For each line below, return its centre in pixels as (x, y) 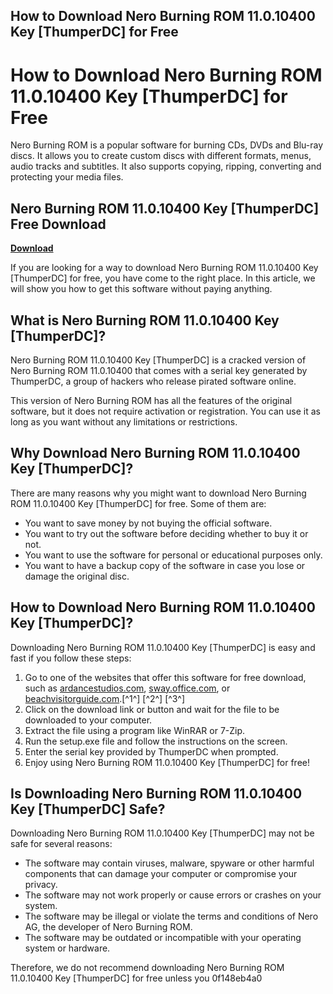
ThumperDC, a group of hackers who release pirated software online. (153, 381)
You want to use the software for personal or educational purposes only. (173, 555)
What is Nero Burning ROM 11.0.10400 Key (145, 320)
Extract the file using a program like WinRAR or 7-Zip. (135, 730)
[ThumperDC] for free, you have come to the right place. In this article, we (163, 278)
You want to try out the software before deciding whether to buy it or (166, 533)
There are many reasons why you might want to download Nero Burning (158, 493)
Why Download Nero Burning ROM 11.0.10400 (155, 453)
